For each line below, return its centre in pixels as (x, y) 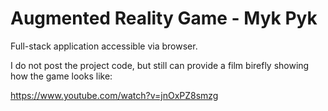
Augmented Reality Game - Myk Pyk (164, 18)
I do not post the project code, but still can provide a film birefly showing (160, 65)
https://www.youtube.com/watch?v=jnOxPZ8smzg (114, 95)
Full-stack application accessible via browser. (104, 46)
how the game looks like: (61, 76)
